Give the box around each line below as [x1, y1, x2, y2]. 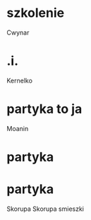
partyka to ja [6, 101, 83, 117]
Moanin [6, 124, 29, 133]
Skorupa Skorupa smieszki [6, 204, 85, 213]
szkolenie [6, 5, 65, 21]
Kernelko [6, 76, 33, 85]
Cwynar [6, 28, 30, 37]
